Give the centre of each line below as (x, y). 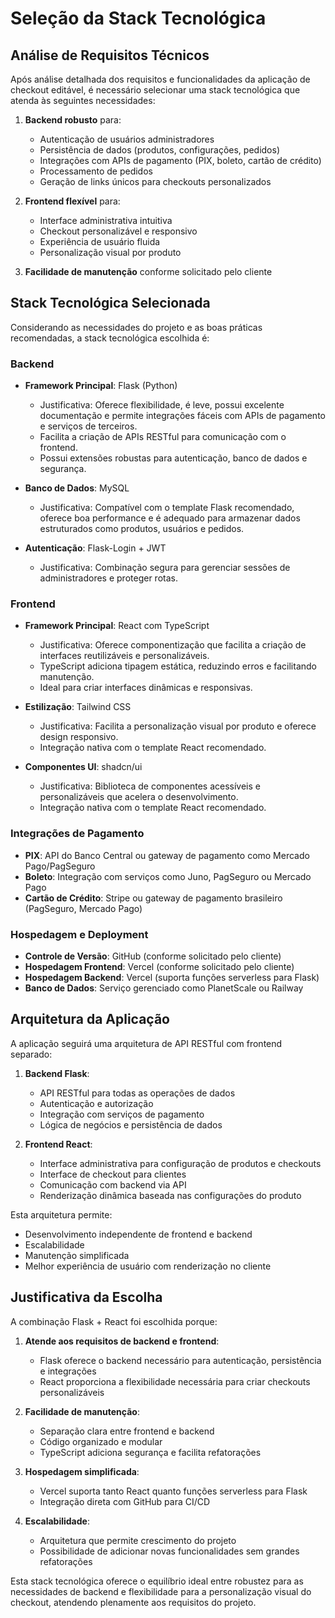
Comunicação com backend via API (113, 1184)
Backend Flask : (57, 1073)
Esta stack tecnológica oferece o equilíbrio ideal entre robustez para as (157, 1581)
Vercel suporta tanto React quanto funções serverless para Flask (173, 1491)
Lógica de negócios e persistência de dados (131, 1124)
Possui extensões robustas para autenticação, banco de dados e (173, 458)
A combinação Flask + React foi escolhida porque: (114, 1321)
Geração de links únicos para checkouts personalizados (155, 181)
